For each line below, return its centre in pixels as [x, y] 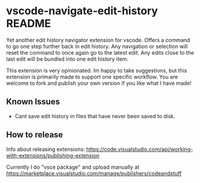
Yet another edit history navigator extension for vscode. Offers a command [98, 40]
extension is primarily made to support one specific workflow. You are [92, 77]
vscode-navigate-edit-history [82, 11]
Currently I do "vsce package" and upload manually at [73, 167]
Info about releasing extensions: [46, 149]
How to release [35, 135]
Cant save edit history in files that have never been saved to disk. [95, 116]
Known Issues [33, 102]
